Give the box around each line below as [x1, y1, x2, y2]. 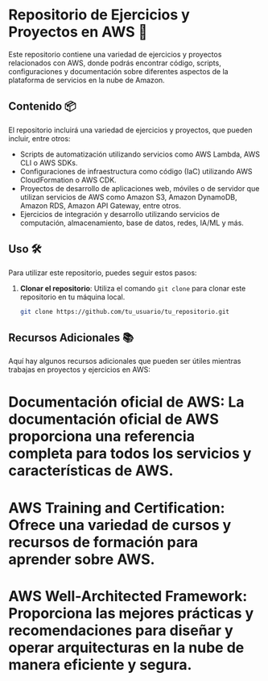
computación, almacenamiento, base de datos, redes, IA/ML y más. [19, 218, 244, 228]
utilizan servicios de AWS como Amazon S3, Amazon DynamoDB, [19, 192, 237, 202]
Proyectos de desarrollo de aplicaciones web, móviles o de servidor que [19, 183, 260, 193]
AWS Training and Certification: [8, 499, 225, 517]
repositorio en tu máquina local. [19, 292, 126, 302]
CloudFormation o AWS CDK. [19, 175, 117, 185]
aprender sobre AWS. [8, 550, 155, 568]
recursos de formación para [8, 533, 199, 551]
